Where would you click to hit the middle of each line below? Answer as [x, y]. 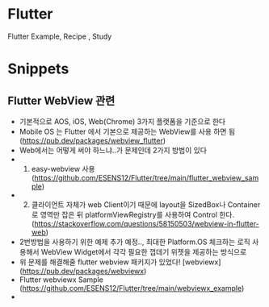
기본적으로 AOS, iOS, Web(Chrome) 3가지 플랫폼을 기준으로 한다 [122, 121]
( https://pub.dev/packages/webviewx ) [83, 271]
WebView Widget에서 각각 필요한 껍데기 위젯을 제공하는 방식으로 [144, 251]
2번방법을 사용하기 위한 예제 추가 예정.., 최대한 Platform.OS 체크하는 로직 [135, 242]
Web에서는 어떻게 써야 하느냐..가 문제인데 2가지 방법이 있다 [113, 150]
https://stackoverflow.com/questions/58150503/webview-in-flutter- [147, 223]
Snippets [38, 69]
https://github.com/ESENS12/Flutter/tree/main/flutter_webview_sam [147, 177]
